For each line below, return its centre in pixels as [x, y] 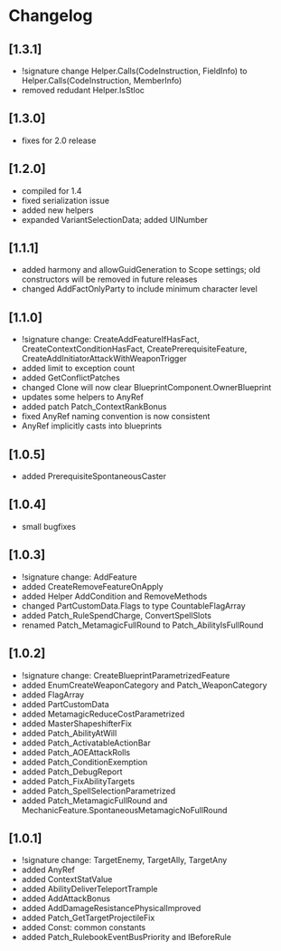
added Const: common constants [84, 927]
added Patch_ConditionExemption [84, 762]
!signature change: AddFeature [79, 577]
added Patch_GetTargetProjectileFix [88, 918]
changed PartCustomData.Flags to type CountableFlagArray [133, 605]
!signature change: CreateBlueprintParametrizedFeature [126, 675]
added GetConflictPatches [71, 378]
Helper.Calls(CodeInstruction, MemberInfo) [102, 81]
